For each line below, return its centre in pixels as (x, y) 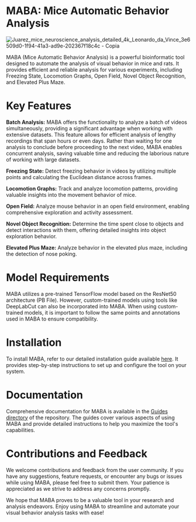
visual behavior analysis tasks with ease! (55, 513)
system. (16, 371)
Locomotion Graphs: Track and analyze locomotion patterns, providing (92, 188)
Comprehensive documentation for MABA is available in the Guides (87, 411)
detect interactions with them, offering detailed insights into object (86, 230)
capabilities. (20, 430)
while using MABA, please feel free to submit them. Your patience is (88, 482)
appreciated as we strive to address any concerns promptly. (78, 489)
